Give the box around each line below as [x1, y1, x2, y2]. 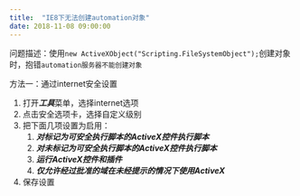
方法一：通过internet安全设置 [9, 78, 117, 89]
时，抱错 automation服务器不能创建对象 [9, 59, 143, 70]
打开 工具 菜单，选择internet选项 [22, 97, 139, 108]
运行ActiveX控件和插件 [35, 154, 123, 164]
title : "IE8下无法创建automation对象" [9, 13, 150, 23]
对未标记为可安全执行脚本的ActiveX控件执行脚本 [35, 142, 218, 154]
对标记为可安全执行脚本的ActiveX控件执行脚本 [35, 131, 210, 142]
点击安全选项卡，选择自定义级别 [22, 108, 142, 119]
